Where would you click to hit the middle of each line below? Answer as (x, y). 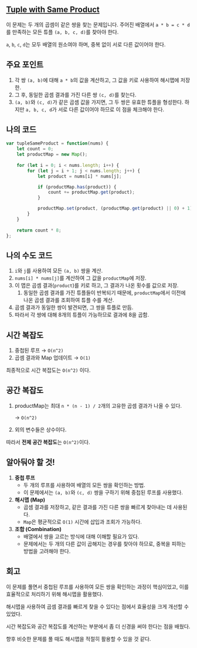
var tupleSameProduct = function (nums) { (57, 143)
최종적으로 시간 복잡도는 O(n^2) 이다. (48, 370)
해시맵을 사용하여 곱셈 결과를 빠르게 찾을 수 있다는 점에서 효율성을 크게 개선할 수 (98, 606)
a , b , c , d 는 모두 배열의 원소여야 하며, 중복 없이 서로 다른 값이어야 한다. (86, 44)
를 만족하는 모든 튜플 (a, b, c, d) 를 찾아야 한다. (62, 32)
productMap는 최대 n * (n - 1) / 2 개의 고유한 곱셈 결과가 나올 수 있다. (98, 405)
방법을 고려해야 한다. (47, 551)
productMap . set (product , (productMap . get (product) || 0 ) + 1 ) (115, 209)
